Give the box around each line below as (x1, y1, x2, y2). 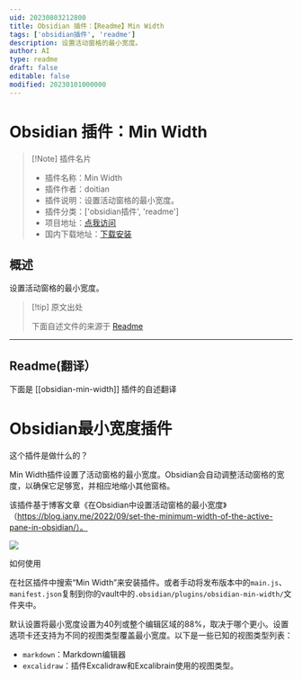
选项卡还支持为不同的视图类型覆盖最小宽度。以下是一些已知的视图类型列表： (9, 630, 293, 641)
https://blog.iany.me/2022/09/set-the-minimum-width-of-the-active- (17, 511, 273, 522)
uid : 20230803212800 (9, 13, 87, 22)
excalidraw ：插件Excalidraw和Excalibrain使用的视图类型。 (22, 660, 238, 671)
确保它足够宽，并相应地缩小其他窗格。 (32, 480, 175, 491)
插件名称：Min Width (44, 172, 123, 183)
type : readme (9, 55, 58, 64)
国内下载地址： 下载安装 (44, 228, 132, 239)
